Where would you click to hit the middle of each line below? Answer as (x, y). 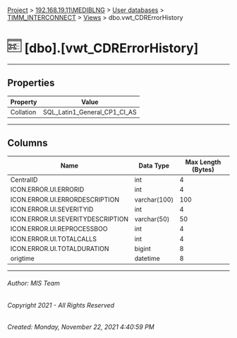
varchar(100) (154, 199)
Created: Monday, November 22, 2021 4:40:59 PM (81, 327)
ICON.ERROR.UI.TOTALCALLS (54, 239)
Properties (31, 82)
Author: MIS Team (34, 284)
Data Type (154, 165)
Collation (23, 112)
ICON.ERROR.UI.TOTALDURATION (60, 248)
